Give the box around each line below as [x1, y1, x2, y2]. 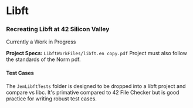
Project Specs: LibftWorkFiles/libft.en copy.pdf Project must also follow [6, 50, 188, 57]
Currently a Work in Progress [6, 38, 76, 45]
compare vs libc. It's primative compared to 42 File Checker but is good [6, 89, 180, 96]
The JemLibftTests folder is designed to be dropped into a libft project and [6, 82, 186, 89]
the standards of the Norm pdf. [6, 56, 81, 63]
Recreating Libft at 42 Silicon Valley [6, 25, 110, 33]
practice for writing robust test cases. [6, 95, 97, 102]
